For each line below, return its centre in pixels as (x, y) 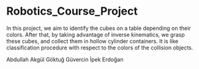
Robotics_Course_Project (72, 11)
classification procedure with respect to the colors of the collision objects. (100, 48)
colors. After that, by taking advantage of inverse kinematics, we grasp (96, 34)
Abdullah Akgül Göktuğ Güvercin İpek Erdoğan (65, 59)
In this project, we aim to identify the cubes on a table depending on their (99, 28)
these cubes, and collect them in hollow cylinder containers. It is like (92, 41)
